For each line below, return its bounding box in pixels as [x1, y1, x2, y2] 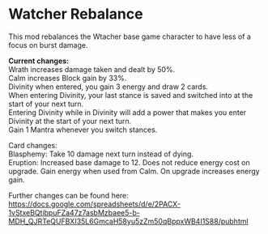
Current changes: [8, 56, 70, 66]
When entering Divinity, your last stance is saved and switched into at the [8, 90, 253, 100]
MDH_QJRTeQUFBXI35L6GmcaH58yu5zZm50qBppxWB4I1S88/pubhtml [8, 216, 249, 226]
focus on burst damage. [8, 40, 88, 49]
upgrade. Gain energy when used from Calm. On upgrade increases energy [8, 166, 261, 176]
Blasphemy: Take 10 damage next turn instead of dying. [8, 149, 194, 159]
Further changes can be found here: [8, 190, 130, 200]
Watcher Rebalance [8, 5, 143, 23]
